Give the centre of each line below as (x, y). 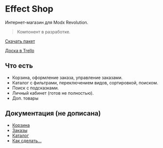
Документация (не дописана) (53, 113)
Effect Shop (29, 9)
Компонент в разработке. (44, 32)
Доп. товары (25, 98)
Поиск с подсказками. (36, 88)
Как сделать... (27, 140)
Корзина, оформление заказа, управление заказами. (67, 77)
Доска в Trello (20, 50)
